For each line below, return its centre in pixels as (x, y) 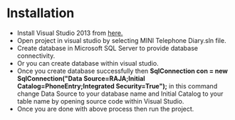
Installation (41, 13)
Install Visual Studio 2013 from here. (70, 33)
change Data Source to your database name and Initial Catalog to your (120, 94)
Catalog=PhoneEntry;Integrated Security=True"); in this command (117, 86)
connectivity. (36, 56)
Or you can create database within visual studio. (88, 63)
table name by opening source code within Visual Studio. (100, 101)
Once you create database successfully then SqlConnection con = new (122, 71)
